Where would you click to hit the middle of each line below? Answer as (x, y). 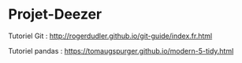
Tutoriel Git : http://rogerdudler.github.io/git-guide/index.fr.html (110, 36)
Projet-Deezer (55, 14)
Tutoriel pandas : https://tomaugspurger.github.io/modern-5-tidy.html (121, 51)
